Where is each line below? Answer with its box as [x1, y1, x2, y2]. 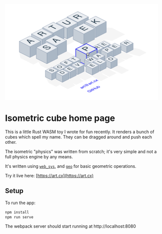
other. [5, 139, 17, 145]
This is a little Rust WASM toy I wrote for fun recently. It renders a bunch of [5, 129, 154, 135]
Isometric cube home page [5, 113, 115, 124]
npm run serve [5, 214, 34, 219]
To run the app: [5, 199, 36, 206]
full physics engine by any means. [5, 154, 73, 159]
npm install [5, 210, 29, 214]
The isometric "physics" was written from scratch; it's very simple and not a [5, 148, 157, 155]
